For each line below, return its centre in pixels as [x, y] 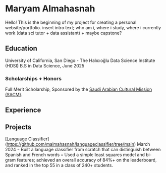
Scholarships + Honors [33, 78]
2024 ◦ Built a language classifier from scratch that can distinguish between [83, 150]
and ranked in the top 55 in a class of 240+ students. [59, 165]
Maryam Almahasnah [50, 9]
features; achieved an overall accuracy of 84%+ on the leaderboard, [87, 160]
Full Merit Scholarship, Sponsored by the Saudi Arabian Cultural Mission [79, 89]
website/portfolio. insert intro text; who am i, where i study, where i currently [83, 27]
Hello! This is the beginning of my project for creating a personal [71, 22]
